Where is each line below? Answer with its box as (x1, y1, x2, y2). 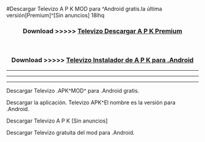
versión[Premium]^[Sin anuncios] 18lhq (6, 12, 105, 19)
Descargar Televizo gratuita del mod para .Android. (6, 129, 135, 136)
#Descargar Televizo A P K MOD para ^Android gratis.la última (6, 5, 163, 12)
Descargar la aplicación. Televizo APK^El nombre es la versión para (6, 99, 176, 106)
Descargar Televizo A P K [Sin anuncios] (6, 117, 108, 124)
